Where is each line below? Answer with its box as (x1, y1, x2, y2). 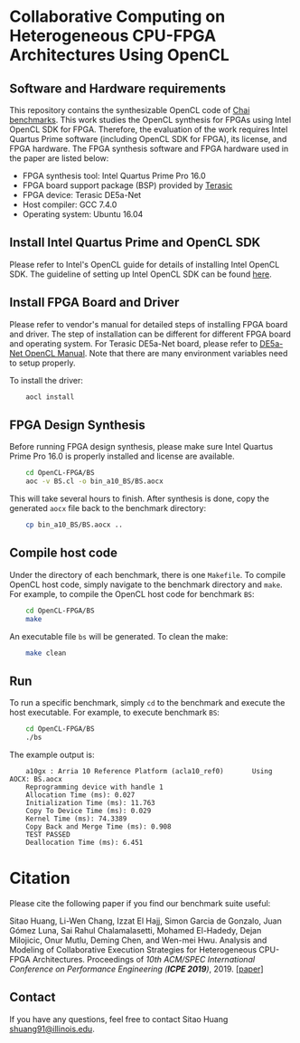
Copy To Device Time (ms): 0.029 (25, 806, 152, 815)
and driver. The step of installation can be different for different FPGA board (9, 328, 292, 339)
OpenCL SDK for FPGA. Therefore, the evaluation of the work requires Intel (9, 124, 288, 135)
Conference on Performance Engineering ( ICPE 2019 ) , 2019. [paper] (9, 963, 264, 974)
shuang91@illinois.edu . (9, 1023, 95, 1034)
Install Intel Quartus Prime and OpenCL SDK (9, 235, 261, 251)
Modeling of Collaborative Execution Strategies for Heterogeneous (9, 943, 258, 955)
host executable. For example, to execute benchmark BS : (9, 707, 220, 718)
